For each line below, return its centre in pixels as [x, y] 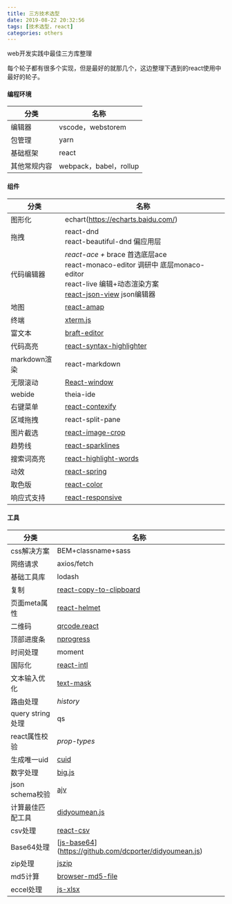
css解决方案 [30, 551]
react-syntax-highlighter [106, 346]
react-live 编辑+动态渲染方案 [112, 283]
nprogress [74, 639]
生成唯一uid [30, 759]
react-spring [86, 471]
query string [30, 713]
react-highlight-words [102, 458]
